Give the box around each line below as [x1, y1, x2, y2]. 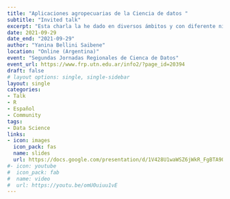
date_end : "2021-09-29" [7, 36, 75, 42]
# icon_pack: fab [7, 169, 60, 176]
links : [7, 131, 26, 137]
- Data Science [7, 124, 51, 131]
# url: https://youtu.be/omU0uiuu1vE [7, 182, 118, 189]
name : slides [13, 150, 51, 157]
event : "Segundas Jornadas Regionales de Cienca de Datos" [7, 55, 179, 62]
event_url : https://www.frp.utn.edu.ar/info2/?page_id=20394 [7, 61, 186, 68]
